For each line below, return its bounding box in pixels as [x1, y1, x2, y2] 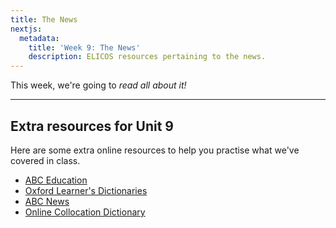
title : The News [10, 14, 78, 25]
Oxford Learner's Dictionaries [24, 184, 148, 196]
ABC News [24, 195, 70, 207]
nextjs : [10, 24, 43, 34]
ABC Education [24, 174, 88, 186]
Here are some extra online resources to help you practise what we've [10, 144, 300, 156]
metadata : [19, 33, 60, 43]
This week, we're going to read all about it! [10, 79, 187, 91]
